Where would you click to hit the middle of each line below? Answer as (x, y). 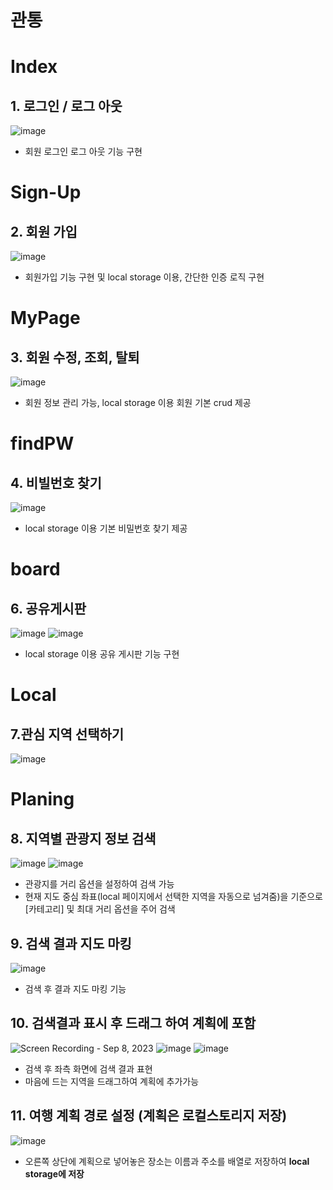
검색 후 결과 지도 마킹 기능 (75, 989)
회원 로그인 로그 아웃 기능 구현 (83, 152)
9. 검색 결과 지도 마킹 (71, 943)
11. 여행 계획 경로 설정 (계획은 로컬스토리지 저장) (149, 1116)
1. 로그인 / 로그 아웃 (66, 106)
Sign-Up (46, 192)
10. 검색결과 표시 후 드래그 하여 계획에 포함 (133, 1023)
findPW (42, 443)
